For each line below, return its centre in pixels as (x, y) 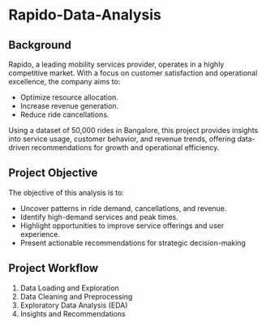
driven (19, 147)
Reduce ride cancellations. (64, 114)
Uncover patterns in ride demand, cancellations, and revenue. (123, 208)
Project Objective (53, 173)
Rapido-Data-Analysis (85, 15)
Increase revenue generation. (69, 106)
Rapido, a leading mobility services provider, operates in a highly (116, 64)
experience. (40, 234)
